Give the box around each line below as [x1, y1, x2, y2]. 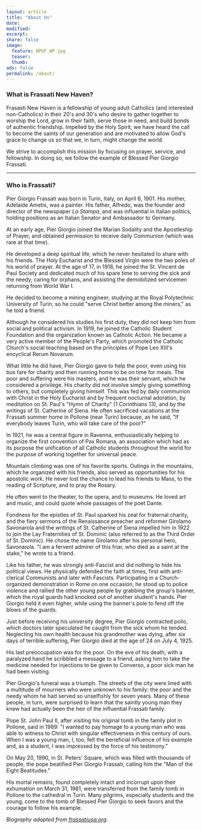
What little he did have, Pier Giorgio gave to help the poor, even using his [6, 362, 186, 369]
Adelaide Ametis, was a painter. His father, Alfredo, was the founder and [6, 201, 185, 208]
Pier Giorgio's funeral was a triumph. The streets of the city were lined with [6, 679, 192, 687]
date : [6, 20, 20, 26]
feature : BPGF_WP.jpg [11, 48, 66, 54]
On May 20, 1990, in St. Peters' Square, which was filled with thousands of [6, 754, 191, 761]
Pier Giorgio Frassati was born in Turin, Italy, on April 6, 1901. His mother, [6, 195, 186, 202]
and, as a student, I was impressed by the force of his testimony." [6, 742, 168, 749]
